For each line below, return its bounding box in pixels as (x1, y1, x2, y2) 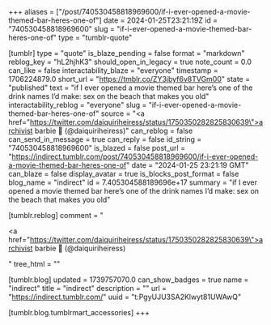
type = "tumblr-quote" (57, 32, 133, 42)
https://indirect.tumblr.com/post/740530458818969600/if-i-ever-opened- (11, 152, 259, 161)
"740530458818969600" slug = (8, 24, 116, 33)
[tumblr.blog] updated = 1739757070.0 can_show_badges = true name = (8, 275, 249, 284)
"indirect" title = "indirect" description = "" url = (8, 284, 167, 293)
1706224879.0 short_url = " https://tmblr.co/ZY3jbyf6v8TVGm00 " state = (8, 75, 251, 83)
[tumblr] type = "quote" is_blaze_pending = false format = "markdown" (8, 49, 245, 58)
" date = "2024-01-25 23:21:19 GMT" (126, 160, 249, 169)
